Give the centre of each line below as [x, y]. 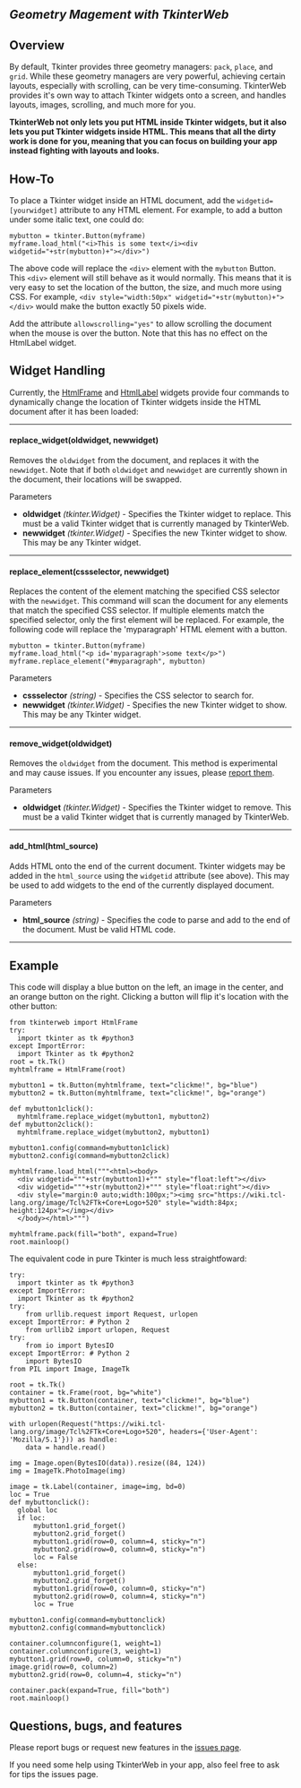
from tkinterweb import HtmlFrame [74, 1023]
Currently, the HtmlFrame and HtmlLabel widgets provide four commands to [149, 392]
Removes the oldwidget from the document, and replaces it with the [134, 460]
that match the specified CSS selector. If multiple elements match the [137, 610]
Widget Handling [57, 371]
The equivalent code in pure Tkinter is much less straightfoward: [128, 1259]
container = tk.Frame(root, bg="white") [86, 1393]
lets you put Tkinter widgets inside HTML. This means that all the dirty [142, 132]
